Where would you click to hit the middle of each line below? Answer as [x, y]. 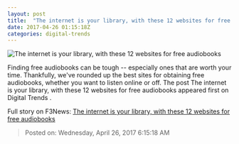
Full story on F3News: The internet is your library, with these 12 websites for [119, 111]
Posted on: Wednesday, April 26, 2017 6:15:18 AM [97, 133]
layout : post [27, 14]
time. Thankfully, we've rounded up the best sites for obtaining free [106, 75]
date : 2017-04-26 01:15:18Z [49, 27]
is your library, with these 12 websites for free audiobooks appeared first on [118, 90]
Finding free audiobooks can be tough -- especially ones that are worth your [119, 67]
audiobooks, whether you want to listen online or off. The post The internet [117, 83]
